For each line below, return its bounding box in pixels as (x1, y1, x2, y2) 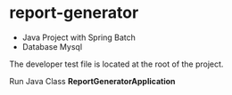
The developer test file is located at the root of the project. (9, 59, 224, 69)
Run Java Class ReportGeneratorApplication (9, 75, 176, 86)
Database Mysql (21, 41, 83, 51)
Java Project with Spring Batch (21, 32, 137, 43)
